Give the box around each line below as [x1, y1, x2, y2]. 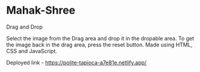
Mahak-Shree [6, 4, 76, 17]
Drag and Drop [6, 23, 43, 30]
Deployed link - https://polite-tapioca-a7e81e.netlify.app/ [6, 59, 147, 66]
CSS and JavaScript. [6, 47, 58, 54]
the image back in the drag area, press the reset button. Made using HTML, [6, 41, 193, 48]
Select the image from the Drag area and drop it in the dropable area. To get [6, 35, 194, 42]
